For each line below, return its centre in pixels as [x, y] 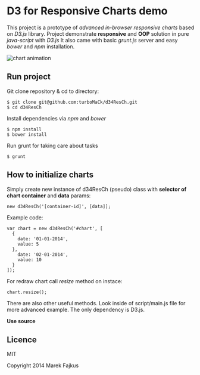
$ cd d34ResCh [24, 107]
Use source [21, 321]
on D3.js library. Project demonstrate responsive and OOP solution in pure [98, 33]
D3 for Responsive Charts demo [87, 11]
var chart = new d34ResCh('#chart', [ [55, 228]
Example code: [25, 217]
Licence [22, 340]
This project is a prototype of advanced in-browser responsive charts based [101, 27]
